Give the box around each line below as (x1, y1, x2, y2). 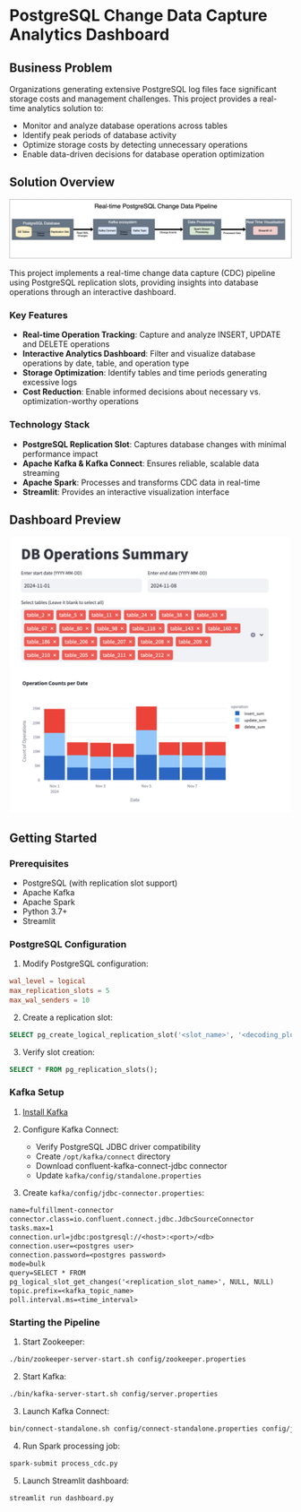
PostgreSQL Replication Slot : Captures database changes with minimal (21, 438, 287, 449)
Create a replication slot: (21, 1012, 114, 1023)
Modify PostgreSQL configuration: (21, 958, 150, 969)
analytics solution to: (27, 103, 105, 113)
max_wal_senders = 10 (9, 996, 90, 1005)
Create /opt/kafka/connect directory (35, 1151, 171, 1162)
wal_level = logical (9, 977, 87, 986)
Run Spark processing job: (21, 1440, 121, 1451)
